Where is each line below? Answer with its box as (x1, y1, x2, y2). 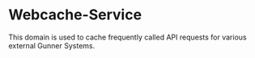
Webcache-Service (8, 6, 142, 24)
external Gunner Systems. (8, 40, 96, 50)
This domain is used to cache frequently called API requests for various (8, 32, 247, 42)
